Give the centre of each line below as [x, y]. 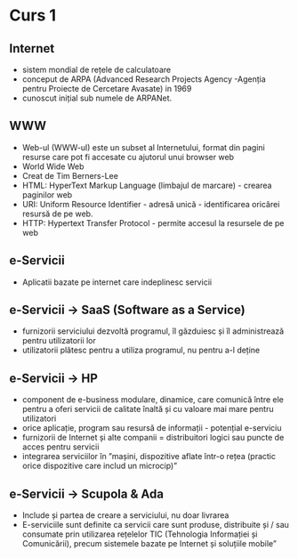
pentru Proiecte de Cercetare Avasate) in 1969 [107, 89]
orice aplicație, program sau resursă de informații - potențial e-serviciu [152, 428]
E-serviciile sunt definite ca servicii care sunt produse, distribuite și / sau [155, 525]
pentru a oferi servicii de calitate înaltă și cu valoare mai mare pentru [148, 409]
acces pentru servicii [60, 447]
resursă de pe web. [57, 214]
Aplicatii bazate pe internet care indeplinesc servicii [117, 282]
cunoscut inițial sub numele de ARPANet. [97, 98]
